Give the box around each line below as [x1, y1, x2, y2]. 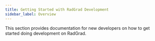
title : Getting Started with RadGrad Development [5, 7, 109, 12]
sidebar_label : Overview [5, 12, 56, 17]
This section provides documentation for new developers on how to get [5, 25, 150, 31]
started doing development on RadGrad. [5, 30, 87, 36]
